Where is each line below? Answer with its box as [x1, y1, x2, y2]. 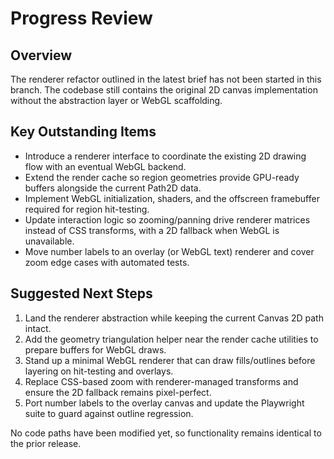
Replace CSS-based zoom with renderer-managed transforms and [24, 375, 299, 387]
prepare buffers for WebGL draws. [24, 343, 167, 356]
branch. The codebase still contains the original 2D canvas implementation [10, 84, 318, 96]
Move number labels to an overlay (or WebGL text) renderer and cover [24, 245, 315, 257]
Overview [10, 47, 73, 64]
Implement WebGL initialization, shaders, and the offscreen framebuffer [24, 192, 320, 204]
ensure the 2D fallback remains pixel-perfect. [24, 386, 212, 398]
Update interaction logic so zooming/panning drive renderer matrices [24, 213, 311, 226]
